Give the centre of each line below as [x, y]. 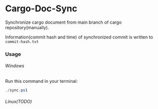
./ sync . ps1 [16, 90]
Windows [15, 66]
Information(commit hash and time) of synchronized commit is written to [79, 37]
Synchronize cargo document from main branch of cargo [63, 22]
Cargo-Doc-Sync [41, 9]
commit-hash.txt [22, 42]
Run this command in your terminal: [41, 81]
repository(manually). [27, 27]
